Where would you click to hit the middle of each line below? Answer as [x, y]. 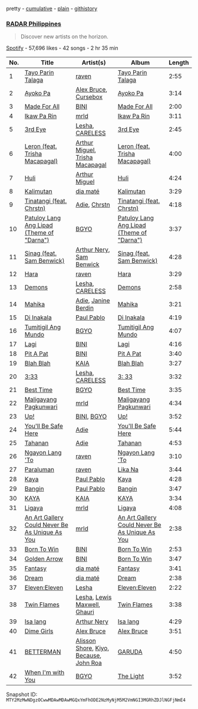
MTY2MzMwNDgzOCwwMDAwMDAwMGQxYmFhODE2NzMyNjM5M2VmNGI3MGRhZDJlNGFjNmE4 [96, 700]
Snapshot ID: [22, 695]
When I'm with [44, 672]
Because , [89, 656]
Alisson [86, 641]
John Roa [89, 663]
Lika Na [128, 470]
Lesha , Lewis [94, 597]
